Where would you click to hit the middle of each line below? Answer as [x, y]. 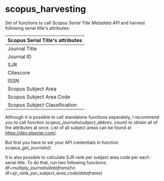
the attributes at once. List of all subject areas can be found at [68, 128]
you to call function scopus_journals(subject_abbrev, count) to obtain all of [82, 122]
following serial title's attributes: [38, 28]
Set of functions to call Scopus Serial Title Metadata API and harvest [75, 23]
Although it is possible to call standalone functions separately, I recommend [82, 117]
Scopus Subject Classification [42, 105]
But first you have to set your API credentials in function [62, 142]
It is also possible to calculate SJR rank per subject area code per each [77, 157]
